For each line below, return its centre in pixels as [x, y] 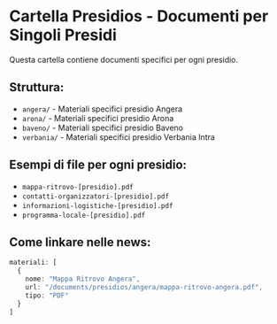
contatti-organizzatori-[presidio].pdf [96, 197]
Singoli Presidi [63, 35]
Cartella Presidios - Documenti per [139, 16]
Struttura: [37, 87]
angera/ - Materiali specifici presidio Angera [102, 109]
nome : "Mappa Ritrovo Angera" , [83, 279]
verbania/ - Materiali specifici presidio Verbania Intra [118, 137]
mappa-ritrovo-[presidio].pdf [78, 187]
